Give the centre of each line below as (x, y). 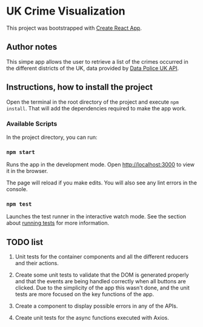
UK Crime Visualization (66, 11)
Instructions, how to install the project (80, 87)
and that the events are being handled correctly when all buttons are (100, 281)
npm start (21, 152)
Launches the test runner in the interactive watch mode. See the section (96, 217)
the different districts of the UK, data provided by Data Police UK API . (93, 68)
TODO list (25, 242)
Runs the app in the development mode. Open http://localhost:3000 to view (101, 164)
